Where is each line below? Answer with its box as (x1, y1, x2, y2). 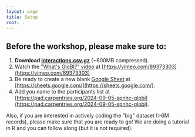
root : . (6, 19, 25, 25)
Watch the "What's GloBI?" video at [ (14, 63, 104, 71)
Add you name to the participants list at (14, 88, 110, 95)
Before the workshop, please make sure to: (6, 41, 167, 51)
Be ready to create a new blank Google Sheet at (14, 76, 131, 83)
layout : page (6, 8, 38, 15)
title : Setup (6, 14, 38, 20)
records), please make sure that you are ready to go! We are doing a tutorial (6, 118, 190, 125)
